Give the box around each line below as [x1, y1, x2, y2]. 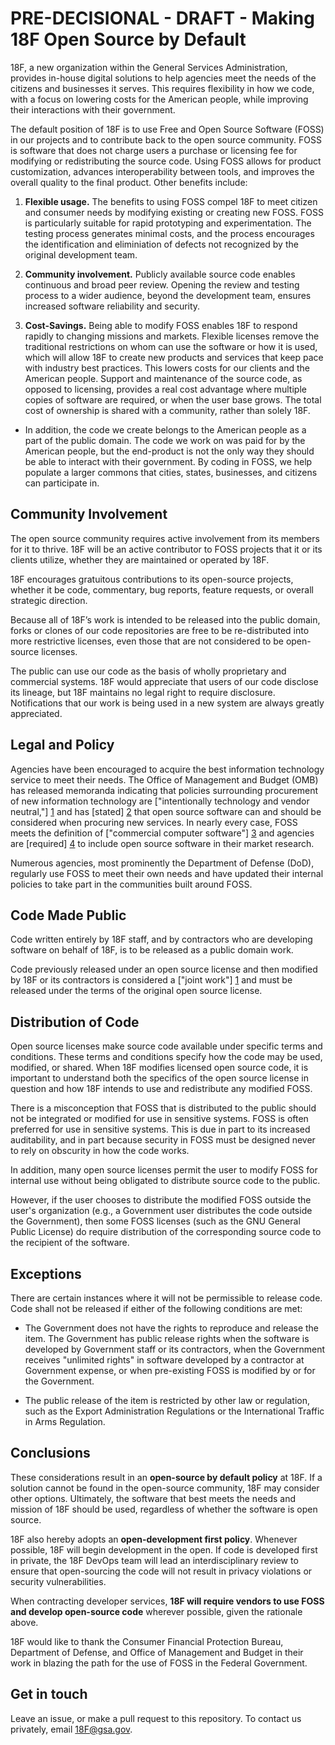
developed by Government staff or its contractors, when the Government [24, 1343, 326, 1355]
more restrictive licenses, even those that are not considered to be [10, 635, 284, 647]
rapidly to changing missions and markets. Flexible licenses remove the [24, 330, 320, 342]
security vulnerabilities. [10, 1575, 107, 1587]
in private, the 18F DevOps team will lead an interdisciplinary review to [10, 1554, 299, 1566]
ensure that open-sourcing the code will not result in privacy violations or [10, 1565, 313, 1577]
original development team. [24, 248, 138, 261]
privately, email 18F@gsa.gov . [10, 1723, 133, 1735]
